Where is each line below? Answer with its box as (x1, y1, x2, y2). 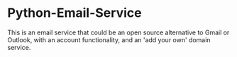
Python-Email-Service (7, 5, 142, 21)
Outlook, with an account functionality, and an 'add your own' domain (7, 35, 211, 44)
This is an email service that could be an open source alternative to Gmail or (7, 28, 230, 37)
